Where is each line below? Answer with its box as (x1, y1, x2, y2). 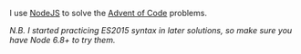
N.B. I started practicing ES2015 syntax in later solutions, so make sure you (9, 25, 293, 35)
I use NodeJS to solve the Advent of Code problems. (9, 8, 208, 18)
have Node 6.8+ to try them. (9, 35, 116, 45)
